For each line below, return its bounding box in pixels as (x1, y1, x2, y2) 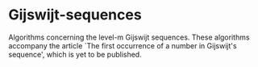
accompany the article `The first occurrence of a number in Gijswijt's (8, 40, 237, 50)
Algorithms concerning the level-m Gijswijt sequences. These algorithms (8, 32, 250, 42)
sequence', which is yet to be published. (8, 49, 143, 59)
